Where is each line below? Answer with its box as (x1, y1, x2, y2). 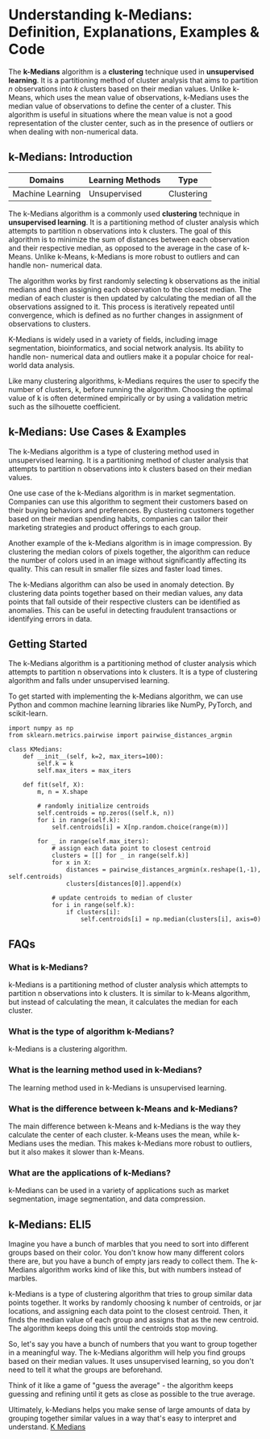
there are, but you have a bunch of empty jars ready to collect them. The (8, 1256, 250, 1266)
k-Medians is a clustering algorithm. (8, 1044, 127, 1054)
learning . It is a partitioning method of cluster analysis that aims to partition (8, 75, 259, 85)
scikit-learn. (8, 709, 48, 719)
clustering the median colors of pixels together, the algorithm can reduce (8, 546, 251, 556)
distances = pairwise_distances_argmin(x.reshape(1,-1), (65, 866, 262, 874)
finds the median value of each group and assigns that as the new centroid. (8, 1315, 260, 1325)
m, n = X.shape (37, 788, 89, 796)
